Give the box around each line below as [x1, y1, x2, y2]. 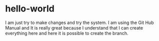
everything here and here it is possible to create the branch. [5, 30, 128, 36]
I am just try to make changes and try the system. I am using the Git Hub [5, 19, 154, 25]
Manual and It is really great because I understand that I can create [5, 24, 143, 30]
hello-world [5, 3, 55, 14]
